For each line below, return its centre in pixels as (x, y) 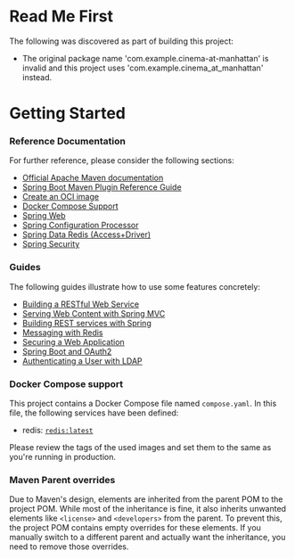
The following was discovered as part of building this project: (122, 41)
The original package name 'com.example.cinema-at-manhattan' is (145, 58)
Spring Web (44, 216)
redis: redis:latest (57, 431)
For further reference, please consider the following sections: (122, 160)
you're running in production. (63, 457)
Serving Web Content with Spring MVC (94, 313)
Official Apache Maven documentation (93, 178)
